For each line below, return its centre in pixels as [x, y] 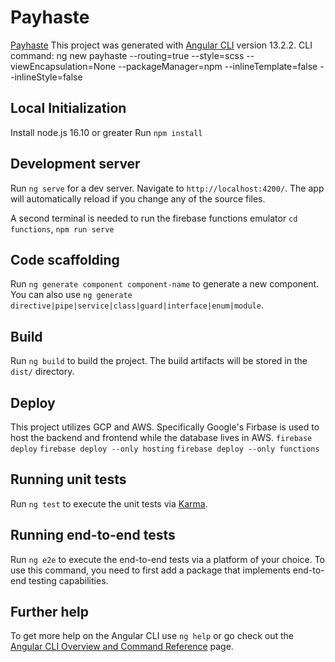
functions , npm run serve [62, 228]
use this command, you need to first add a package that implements [150, 570]
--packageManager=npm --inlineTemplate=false [218, 66]
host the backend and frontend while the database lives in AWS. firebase [161, 437]
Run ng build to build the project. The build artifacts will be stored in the [159, 361]
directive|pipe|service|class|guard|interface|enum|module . [137, 305]
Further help [50, 612]
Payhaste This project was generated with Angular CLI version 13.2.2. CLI [161, 45]
